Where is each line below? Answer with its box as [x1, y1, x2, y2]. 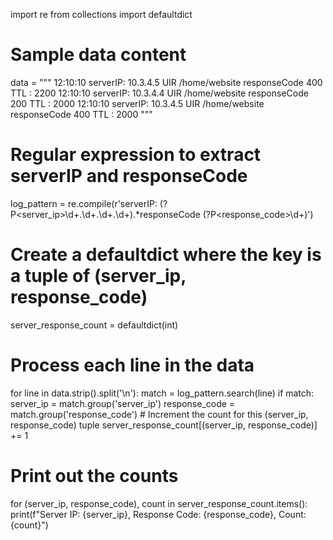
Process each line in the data [10, 354, 255, 376]
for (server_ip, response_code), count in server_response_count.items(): [10, 497, 308, 509]
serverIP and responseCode [10, 165, 248, 188]
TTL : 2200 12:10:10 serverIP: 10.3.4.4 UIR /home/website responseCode [10, 87, 309, 99]
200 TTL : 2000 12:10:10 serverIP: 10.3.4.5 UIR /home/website [10, 97, 265, 109]
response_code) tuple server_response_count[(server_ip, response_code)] [10, 419, 318, 431]
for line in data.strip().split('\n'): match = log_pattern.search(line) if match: [10, 387, 315, 399]
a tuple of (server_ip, [10, 265, 187, 288]
